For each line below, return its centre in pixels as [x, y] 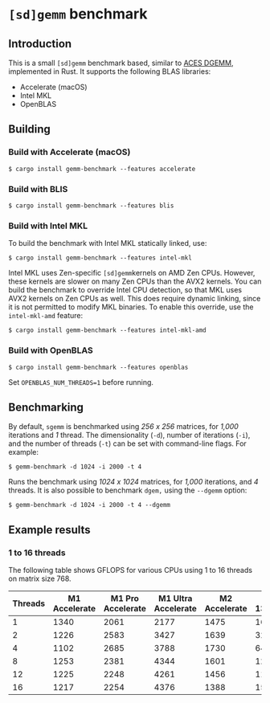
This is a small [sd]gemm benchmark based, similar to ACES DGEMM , [121, 63]
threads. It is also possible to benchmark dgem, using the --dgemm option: [128, 490]
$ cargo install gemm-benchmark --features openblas [98, 367]
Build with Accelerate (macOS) [70, 152]
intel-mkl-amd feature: [46, 316]
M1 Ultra [175, 599]
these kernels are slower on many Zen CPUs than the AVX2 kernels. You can [135, 281]
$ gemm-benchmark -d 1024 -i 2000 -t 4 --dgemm [90, 505]
